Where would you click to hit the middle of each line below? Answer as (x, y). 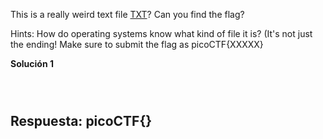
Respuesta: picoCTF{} (81, 121)
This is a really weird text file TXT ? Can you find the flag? (127, 14)
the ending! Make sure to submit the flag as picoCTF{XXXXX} (137, 44)
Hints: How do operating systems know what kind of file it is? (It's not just (161, 33)
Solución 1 (32, 63)
